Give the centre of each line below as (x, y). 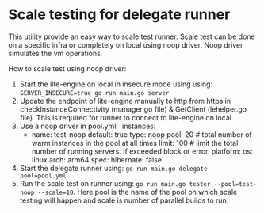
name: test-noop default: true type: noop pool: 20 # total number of (142, 134)
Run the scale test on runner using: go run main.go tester (115, 183)
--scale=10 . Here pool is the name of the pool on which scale (138, 192)
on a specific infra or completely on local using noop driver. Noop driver (126, 44)
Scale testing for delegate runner (119, 15)
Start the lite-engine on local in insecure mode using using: (116, 84)
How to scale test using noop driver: (67, 68)
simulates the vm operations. (55, 53)
